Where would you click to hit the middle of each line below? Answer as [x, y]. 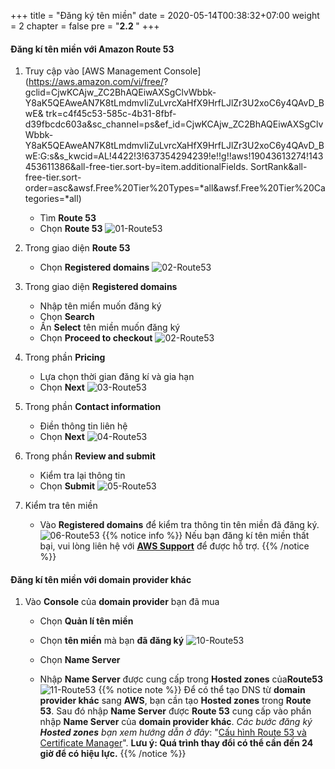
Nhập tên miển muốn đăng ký [100, 306]
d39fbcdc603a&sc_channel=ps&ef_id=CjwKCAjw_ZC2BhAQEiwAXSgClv [174, 124]
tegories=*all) [53, 199]
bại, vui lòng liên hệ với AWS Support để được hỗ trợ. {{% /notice [174, 546]
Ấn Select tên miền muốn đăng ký [110, 327]
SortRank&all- [279, 167]
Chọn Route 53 [71, 229]
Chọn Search [67, 317]
